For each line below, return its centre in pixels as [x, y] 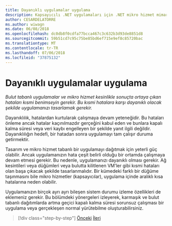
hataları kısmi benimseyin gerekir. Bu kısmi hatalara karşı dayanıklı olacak [83, 102]
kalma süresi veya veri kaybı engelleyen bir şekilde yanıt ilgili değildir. [78, 129]
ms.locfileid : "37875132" [33, 58]
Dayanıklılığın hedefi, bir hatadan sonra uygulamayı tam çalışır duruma [79, 134]
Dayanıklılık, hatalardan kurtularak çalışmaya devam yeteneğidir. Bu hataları [85, 118]
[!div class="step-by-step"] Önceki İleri [59, 218]
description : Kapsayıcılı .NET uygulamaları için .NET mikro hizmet [80, 15]
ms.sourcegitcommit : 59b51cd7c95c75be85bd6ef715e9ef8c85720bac [74, 39]
